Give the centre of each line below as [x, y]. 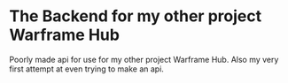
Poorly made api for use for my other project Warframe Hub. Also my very [144, 59]
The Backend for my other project [136, 16]
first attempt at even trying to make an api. [86, 69]
